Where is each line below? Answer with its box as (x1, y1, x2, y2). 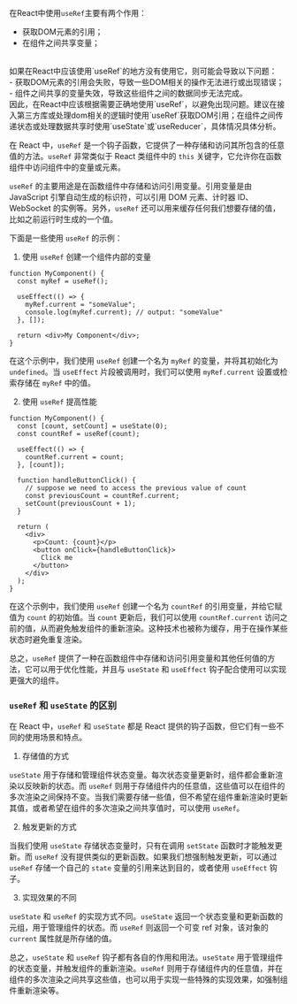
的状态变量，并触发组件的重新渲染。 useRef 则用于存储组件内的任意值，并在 (9, 963, 283, 974)
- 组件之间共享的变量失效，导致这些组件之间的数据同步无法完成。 (9, 88, 247, 98)
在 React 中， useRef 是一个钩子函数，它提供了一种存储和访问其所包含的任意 (9, 140, 286, 150)
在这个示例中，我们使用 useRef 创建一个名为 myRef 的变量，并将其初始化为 (9, 356, 278, 365)
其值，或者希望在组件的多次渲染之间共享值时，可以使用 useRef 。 (9, 803, 245, 814)
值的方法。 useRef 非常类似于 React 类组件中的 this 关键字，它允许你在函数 (9, 151, 282, 161)
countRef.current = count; (25, 453, 125, 462)
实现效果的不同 (21, 893, 77, 903)
